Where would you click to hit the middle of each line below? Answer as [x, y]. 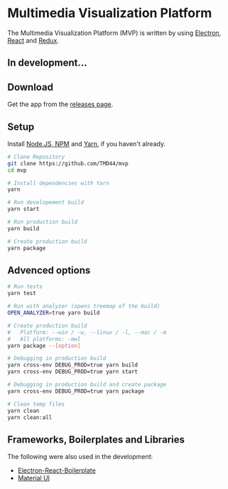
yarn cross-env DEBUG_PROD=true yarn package [76, 391]
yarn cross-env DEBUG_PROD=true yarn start [73, 372]
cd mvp [17, 170]
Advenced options [49, 270]
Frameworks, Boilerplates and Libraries [96, 439]
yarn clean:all [30, 417]
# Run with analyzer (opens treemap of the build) [84, 307]
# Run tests [25, 287]
